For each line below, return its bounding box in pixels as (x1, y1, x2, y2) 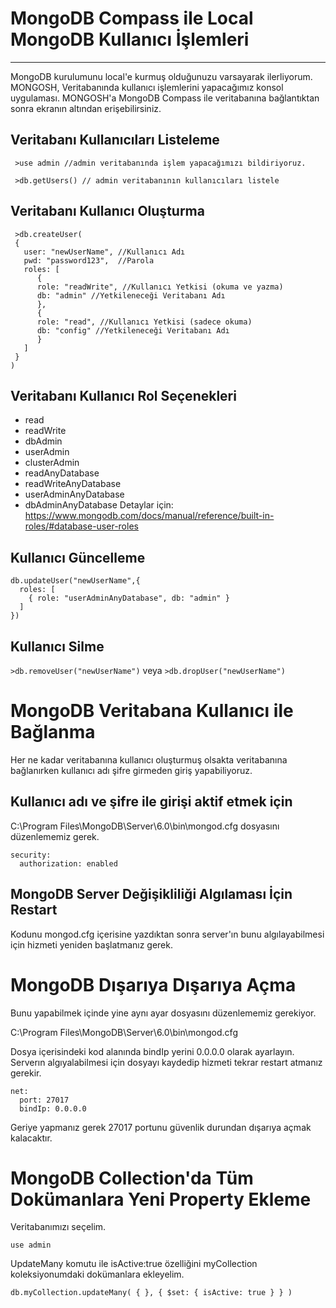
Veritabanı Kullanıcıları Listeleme (10, 132, 220, 149)
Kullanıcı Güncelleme (10, 549, 146, 566)
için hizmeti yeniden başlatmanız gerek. (10, 938, 173, 951)
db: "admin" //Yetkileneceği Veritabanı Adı (36, 290, 226, 301)
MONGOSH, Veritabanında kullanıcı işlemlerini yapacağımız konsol (10, 81, 284, 93)
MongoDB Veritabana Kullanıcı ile (10, 700, 294, 722)
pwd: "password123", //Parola (23, 255, 155, 266)
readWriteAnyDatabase (24, 478, 122, 490)
